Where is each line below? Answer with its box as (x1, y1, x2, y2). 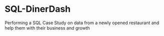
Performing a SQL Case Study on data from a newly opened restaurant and (4, 20, 159, 26)
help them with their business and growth (4, 25, 90, 31)
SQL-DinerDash (4, 3, 71, 15)
